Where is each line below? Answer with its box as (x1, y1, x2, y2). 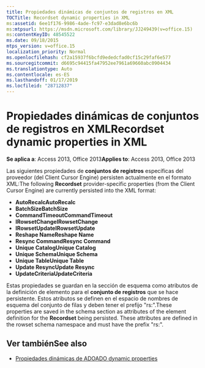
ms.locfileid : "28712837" (6, 83, 72, 89)
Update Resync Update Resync (15, 263, 95, 271)
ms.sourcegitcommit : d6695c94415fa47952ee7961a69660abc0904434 (6, 60, 171, 66)
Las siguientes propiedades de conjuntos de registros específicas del (6, 167, 184, 174)
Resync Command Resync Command (15, 237, 111, 245)
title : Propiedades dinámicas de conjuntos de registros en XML (6, 9, 174, 15)
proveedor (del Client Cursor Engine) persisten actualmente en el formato (6, 174, 192, 181)
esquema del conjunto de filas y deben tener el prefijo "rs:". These (6, 301, 173, 309)
